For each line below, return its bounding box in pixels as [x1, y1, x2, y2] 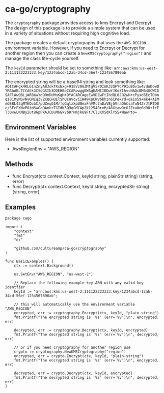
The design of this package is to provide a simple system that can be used [5, 25, 156, 30]
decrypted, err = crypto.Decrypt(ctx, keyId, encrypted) [14, 371, 133, 376]
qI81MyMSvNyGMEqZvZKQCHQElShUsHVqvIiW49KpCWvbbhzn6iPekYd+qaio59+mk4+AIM [5, 97, 160, 102]
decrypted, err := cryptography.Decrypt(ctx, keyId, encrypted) [14, 328, 148, 333]
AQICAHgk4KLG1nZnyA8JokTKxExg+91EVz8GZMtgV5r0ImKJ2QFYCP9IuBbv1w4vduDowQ [5, 84, 160, 89]
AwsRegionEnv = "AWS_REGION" [12, 146, 80, 151]
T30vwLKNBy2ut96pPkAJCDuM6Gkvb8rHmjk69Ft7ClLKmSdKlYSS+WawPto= [5, 110, 137, 115]
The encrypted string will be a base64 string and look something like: [5, 79, 145, 85]
